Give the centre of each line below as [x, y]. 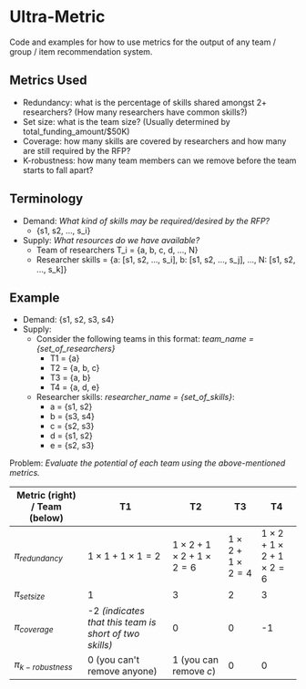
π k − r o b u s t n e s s [43, 665]
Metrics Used [49, 81]
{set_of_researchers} [76, 349]
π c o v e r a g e [34, 627]
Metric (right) [46, 496]
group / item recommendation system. [81, 51]
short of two [114, 633]
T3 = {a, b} [70, 378]
